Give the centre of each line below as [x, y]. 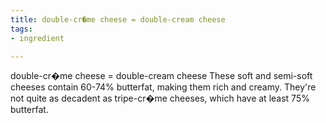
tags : [21, 29]
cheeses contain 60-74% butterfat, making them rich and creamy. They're [163, 87]
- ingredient [37, 38]
